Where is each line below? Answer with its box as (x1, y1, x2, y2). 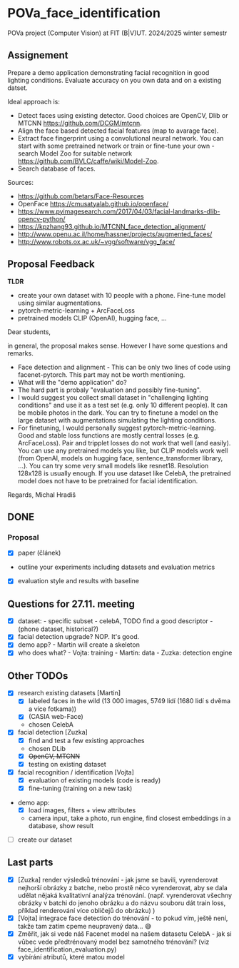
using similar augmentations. (17, 298, 103, 307)
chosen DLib (28, 744, 66, 752)
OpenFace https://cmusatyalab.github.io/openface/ (17, 199, 169, 208)
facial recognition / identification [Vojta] (17, 767, 134, 776)
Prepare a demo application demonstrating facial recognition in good (7, 68, 210, 76)
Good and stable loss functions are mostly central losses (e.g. (17, 430, 200, 440)
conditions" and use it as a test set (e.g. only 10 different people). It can (17, 400, 228, 409)
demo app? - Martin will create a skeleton (17, 640, 141, 649)
